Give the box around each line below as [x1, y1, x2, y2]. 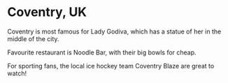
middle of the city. [7, 34, 59, 43]
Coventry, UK [7, 4, 87, 20]
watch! [7, 69, 27, 77]
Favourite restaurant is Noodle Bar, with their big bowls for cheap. [7, 48, 197, 56]
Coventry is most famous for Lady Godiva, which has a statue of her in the [7, 27, 222, 36]
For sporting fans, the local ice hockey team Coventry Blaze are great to [7, 61, 215, 70]
